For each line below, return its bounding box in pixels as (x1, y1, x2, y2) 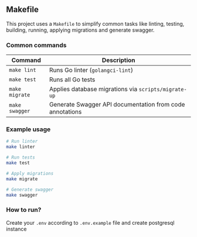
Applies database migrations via (49, 85, 138, 93)
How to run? (6, 206, 42, 214)
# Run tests (6, 154, 35, 160)
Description (101, 56, 136, 64)
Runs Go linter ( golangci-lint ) (49, 66, 134, 74)
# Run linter (6, 139, 38, 145)
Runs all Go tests (49, 75, 96, 84)
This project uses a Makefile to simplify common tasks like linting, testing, (6, 20, 185, 27)
